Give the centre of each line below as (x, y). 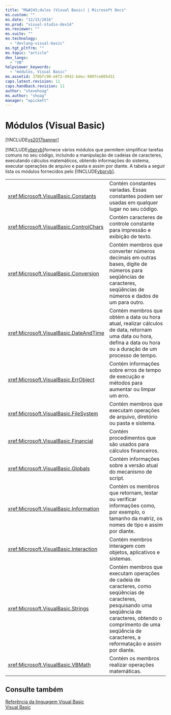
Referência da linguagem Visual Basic (45, 702)
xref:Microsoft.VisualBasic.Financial (50, 441)
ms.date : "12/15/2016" (29, 19)
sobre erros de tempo (135, 370)
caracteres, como (130, 586)
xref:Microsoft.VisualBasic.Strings (48, 609)
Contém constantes (133, 184)
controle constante (132, 224)
